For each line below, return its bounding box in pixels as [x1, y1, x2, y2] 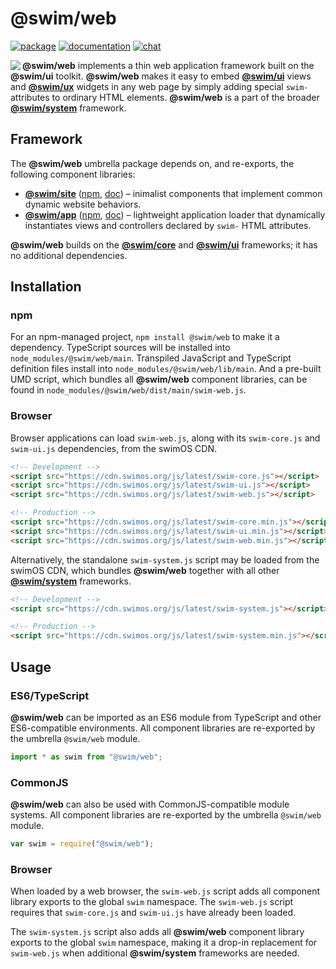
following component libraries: [10, 168, 136, 180]
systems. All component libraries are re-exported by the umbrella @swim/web [10, 809, 322, 821]
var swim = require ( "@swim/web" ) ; [10, 839, 155, 849]
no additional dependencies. [10, 249, 128, 261]
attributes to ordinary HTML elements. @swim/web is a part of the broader [10, 91, 320, 103]
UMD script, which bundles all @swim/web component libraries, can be [10, 373, 308, 386]
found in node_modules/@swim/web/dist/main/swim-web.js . [10, 384, 247, 396]
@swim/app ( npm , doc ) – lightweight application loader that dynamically [24, 208, 326, 221]
